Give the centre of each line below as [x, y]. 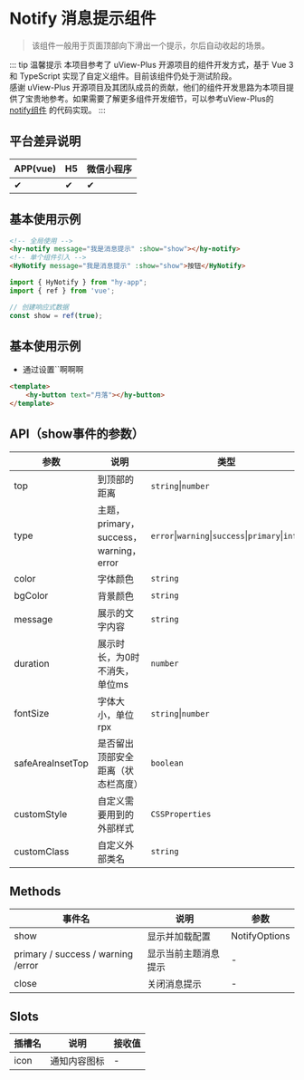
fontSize [32, 713]
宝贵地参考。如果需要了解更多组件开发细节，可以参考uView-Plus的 [149, 98]
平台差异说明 [45, 141]
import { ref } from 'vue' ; [62, 291]
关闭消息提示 [174, 984]
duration [32, 663]
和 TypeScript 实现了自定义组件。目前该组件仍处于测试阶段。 [123, 76]
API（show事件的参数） [77, 434]
